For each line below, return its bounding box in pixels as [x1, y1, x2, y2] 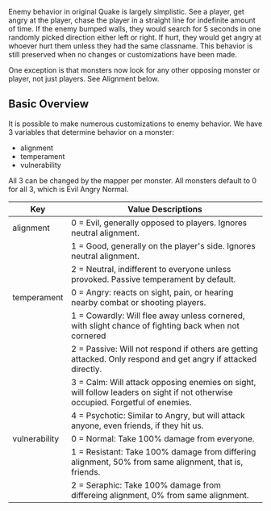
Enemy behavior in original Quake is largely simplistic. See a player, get [8, 7, 244, 16]
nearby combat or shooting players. [71, 296, 206, 308]
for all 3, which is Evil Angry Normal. [8, 184, 129, 194]
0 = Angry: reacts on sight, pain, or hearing [71, 287, 234, 298]
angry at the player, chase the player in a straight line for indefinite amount [8, 15, 256, 25]
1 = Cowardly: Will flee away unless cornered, [71, 310, 245, 321]
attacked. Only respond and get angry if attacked [71, 353, 257, 364]
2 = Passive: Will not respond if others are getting [71, 343, 258, 354]
